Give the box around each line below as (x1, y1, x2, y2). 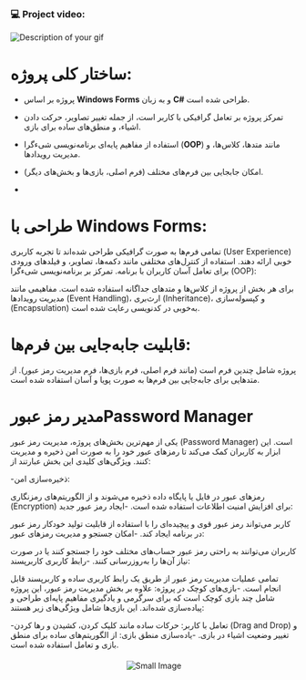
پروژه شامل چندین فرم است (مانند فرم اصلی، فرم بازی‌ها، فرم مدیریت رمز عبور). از (10, 365, 297, 376)
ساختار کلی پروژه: (10, 64, 133, 85)
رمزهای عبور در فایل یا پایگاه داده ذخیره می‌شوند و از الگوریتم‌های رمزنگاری (10, 491, 265, 502)
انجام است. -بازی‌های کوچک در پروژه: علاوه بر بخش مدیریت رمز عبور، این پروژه (10, 582, 281, 594)
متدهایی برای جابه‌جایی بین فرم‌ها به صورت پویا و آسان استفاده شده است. (10, 375, 260, 386)
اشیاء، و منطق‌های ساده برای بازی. (23, 121, 141, 132)
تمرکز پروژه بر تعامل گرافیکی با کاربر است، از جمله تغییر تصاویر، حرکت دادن (23, 112, 284, 123)
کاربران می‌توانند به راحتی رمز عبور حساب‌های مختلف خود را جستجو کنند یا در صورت (10, 546, 297, 557)
